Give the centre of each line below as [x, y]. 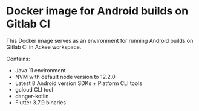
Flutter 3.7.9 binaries [41, 102]
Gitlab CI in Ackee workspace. [44, 47]
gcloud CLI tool [34, 89]
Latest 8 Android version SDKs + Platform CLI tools [79, 83]
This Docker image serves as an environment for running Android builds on [100, 40]
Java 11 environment [40, 70]
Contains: [18, 59]
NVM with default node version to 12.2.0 [65, 77]
